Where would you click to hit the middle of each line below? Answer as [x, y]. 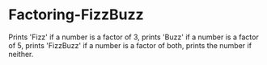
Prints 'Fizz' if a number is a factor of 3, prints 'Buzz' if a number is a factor [133, 37]
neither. [21, 54]
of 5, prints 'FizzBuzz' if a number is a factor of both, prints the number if [130, 45]
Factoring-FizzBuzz [76, 15]
